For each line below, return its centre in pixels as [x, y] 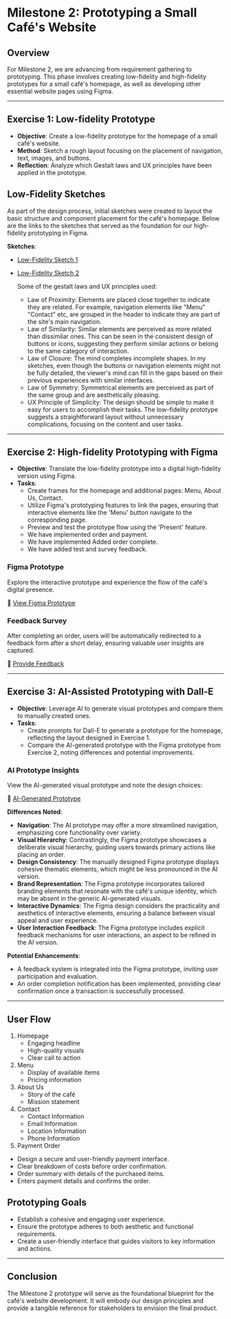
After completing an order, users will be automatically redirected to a [104, 636]
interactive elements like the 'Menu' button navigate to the [110, 513]
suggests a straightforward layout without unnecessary [106, 417]
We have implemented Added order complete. [92, 542]
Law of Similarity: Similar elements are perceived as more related [119, 329]
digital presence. [31, 589]
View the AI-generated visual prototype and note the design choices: [105, 785]
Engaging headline [54, 1043]
